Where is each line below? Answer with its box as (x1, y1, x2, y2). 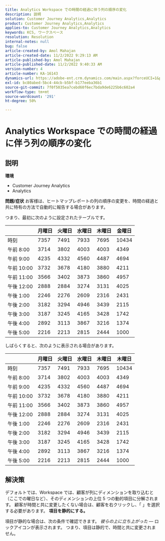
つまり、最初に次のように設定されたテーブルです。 (5, 215, 108, 221)
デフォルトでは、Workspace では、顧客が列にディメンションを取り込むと (5, 489, 154, 495)
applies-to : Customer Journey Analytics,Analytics (5, 26, 111, 30)
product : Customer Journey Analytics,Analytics (5, 21, 105, 26)
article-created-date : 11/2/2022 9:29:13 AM (5, 53, 98, 58)
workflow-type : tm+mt (5, 89, 50, 94)
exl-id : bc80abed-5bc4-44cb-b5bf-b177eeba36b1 (5, 80, 102, 85)
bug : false (5, 44, 27, 49)
